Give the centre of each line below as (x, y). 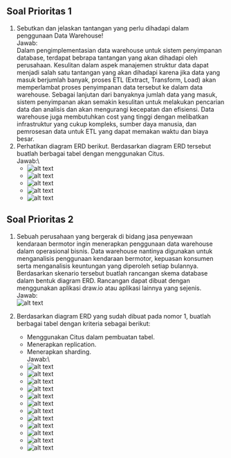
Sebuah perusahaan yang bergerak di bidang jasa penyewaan (104, 236)
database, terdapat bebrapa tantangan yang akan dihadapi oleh (107, 58)
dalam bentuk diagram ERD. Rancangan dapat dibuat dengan (103, 280)
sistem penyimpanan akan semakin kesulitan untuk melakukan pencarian (120, 102)
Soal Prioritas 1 (39, 11)
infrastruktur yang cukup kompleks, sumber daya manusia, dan (107, 124)
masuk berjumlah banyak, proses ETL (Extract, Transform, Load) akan (116, 80)
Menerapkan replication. (62, 344)
